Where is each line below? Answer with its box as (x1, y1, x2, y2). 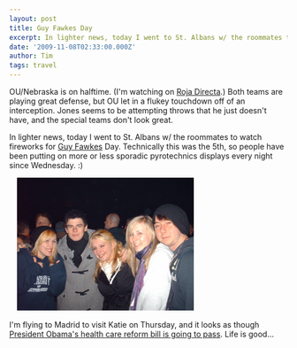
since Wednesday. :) (9, 160, 84, 170)
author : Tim (9, 51, 53, 61)
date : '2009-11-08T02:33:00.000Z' (9, 43, 137, 51)
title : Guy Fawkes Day (9, 23, 93, 33)
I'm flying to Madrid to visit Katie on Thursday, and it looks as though (9, 320, 260, 329)
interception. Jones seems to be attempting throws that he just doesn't (9, 105, 267, 115)
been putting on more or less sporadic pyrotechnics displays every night (9, 151, 273, 161)
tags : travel (9, 61, 57, 70)
